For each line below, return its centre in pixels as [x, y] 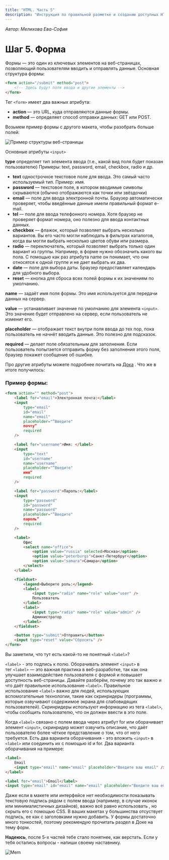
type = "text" [36, 454]
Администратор [47, 617]
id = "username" [38, 459]
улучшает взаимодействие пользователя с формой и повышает [74, 675]
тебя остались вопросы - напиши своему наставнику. [63, 843]
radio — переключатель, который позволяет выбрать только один [84, 246]
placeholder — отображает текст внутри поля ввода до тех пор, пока [80, 329]
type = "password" [40, 500]
